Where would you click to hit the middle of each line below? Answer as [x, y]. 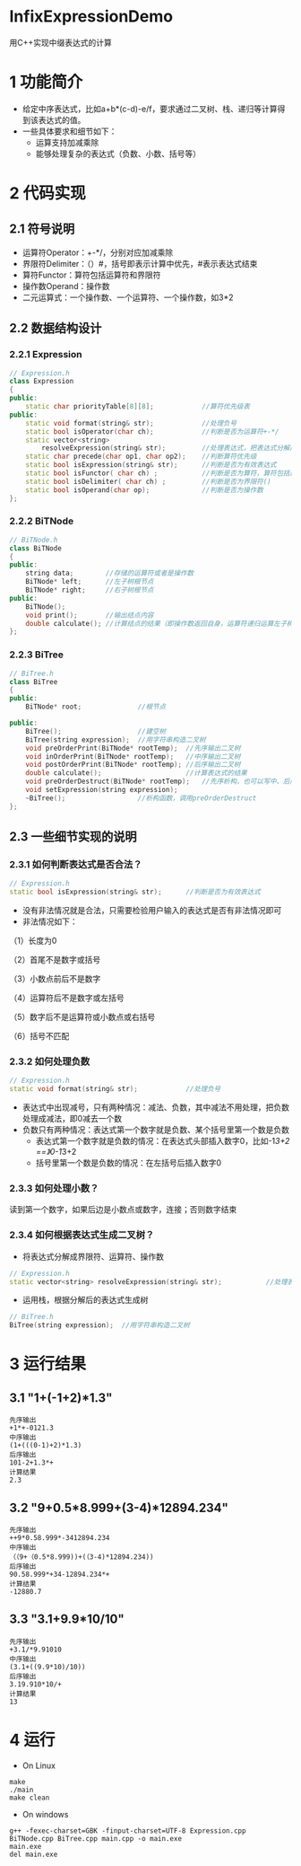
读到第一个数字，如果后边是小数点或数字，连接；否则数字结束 [123, 1210]
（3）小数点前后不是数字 [55, 979]
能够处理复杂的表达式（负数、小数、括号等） [118, 154]
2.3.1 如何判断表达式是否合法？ [76, 864]
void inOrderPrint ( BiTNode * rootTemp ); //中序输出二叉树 [133, 756]
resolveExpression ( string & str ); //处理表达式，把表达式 [159, 448]
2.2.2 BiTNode [42, 521]
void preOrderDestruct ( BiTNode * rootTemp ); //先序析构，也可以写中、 [155, 782]
